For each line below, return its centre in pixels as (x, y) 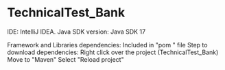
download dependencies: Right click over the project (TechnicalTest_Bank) (113, 52)
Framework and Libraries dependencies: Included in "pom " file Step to (107, 45)
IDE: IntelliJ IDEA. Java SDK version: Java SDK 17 (76, 32)
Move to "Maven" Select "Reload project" (66, 59)
